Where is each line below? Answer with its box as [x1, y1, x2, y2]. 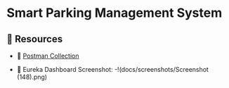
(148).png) [16, 73, 47, 81]
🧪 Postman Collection [16, 51, 79, 60]
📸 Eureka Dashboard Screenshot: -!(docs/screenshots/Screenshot [16, 65, 209, 73]
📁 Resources [6, 33, 63, 45]
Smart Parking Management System [6, 5, 223, 21]
